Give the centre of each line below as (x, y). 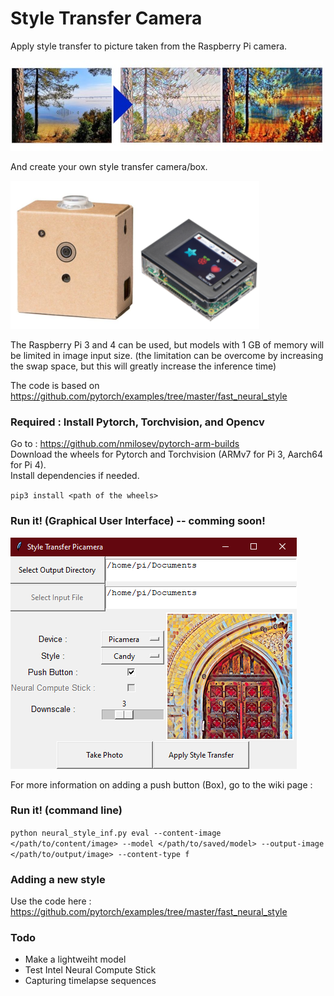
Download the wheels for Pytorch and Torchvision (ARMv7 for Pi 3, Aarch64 (166, 454)
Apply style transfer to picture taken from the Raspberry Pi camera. (149, 46)
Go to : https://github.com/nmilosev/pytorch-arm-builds (125, 444)
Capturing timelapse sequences (90, 981)
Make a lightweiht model (75, 959)
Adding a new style (58, 879)
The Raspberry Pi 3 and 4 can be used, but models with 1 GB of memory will (167, 344)
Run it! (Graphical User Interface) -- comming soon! (138, 521)
